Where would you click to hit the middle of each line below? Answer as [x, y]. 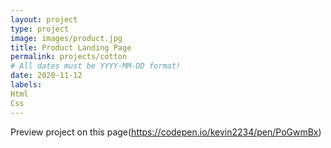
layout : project [44, 19]
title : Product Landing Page [71, 47]
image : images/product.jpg [66, 38]
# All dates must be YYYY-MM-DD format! [96, 66]
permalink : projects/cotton [69, 57]
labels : [26, 85]
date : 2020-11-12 [46, 76]
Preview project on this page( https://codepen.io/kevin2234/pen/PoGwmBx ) [166, 132]
